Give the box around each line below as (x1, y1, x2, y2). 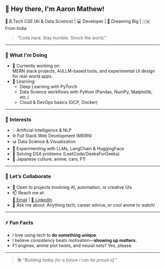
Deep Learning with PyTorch (19, 84, 78, 90)
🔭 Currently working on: (12, 63, 60, 69)
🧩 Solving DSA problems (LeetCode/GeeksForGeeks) (12, 151, 120, 157)
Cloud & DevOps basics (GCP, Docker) (19, 99, 98, 106)
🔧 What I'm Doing (5, 52, 48, 58)
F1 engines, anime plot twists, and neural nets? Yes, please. (12, 242, 133, 248)
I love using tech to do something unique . (12, 232, 98, 238)
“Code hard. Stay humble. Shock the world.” (17, 35, 107, 41)
